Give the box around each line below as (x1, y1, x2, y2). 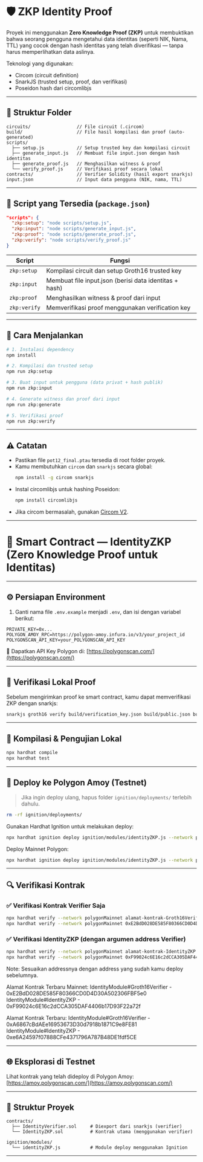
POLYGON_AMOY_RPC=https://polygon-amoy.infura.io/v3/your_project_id (6, 631, 185, 637)
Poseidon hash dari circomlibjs (14, 84, 92, 91)
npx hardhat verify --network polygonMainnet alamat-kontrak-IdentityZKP (6, 949, 196, 955)
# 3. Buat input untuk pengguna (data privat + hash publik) (6, 379, 164, 386)
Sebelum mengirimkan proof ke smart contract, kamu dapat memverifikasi (6, 693, 192, 700)
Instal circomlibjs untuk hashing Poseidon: (14, 486, 120, 493)
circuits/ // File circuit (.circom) (6, 123, 145, 130)
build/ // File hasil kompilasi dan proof (6, 129, 166, 135)
